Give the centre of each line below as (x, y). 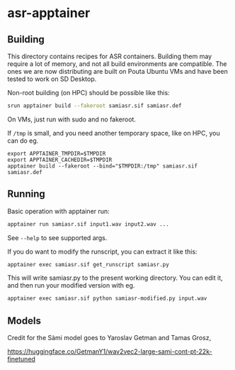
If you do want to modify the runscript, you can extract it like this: (102, 251)
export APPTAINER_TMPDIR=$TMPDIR (57, 153)
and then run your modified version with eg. (71, 285)
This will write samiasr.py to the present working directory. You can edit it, (115, 278)
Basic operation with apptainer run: (58, 211)
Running (27, 194)
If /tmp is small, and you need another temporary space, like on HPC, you (114, 133)
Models (24, 321)
